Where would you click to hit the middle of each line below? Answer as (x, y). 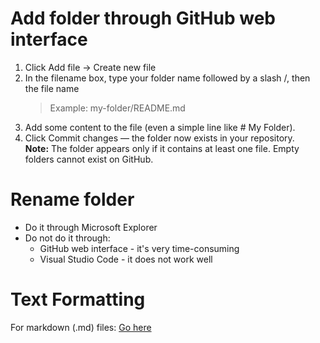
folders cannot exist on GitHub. (89, 159)
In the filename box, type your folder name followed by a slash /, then (167, 78)
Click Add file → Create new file (90, 67)
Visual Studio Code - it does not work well (126, 259)
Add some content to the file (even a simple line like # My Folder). (160, 127)
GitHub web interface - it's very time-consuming (139, 248)
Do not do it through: (67, 238)
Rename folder (72, 199)
